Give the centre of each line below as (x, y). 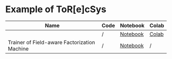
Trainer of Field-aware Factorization (52, 42)
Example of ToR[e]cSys (56, 9)
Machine (18, 48)
